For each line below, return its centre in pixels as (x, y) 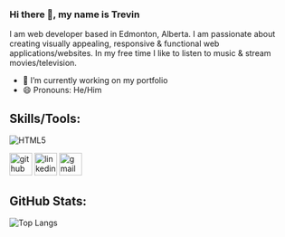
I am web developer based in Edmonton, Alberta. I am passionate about (142, 34)
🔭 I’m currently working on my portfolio (95, 81)
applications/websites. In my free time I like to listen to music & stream (140, 53)
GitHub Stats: (48, 201)
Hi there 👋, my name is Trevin (75, 14)
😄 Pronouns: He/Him (62, 90)
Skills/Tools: (45, 118)
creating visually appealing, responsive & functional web (114, 43)
